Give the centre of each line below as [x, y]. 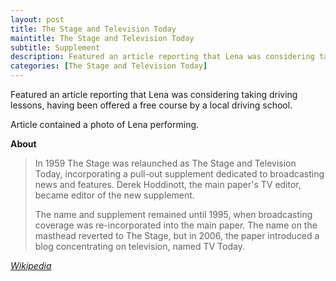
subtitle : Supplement [55, 47]
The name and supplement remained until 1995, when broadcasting [173, 214]
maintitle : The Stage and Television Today [102, 38]
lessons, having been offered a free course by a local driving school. [151, 105]
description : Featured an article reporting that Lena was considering [162, 57]
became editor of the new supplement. [114, 195]
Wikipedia [31, 265]
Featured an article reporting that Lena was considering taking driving [154, 94]
